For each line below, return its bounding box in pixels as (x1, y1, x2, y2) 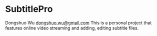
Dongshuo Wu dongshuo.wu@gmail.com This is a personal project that (5, 20, 152, 26)
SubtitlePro (5, 3, 53, 15)
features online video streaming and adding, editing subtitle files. (5, 25, 139, 31)
